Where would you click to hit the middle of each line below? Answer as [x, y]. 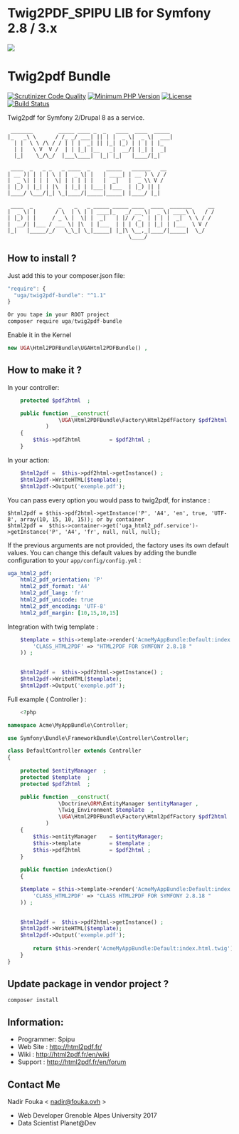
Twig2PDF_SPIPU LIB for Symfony [109, 13]
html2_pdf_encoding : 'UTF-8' [63, 606]
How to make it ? [45, 370]
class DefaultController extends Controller [74, 751]
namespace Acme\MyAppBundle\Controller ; [68, 725]
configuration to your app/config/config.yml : [74, 560]
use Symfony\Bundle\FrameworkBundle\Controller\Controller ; [99, 738]
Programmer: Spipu [46, 1039]
